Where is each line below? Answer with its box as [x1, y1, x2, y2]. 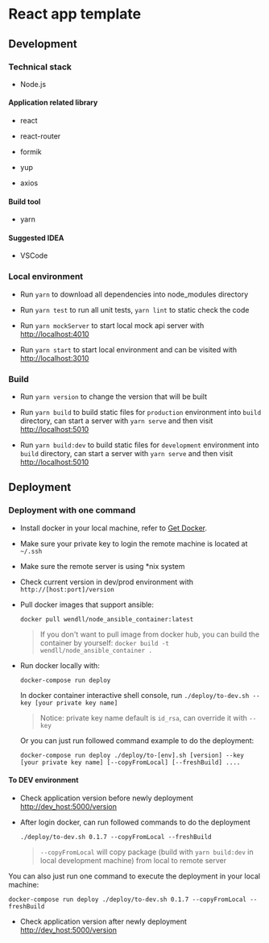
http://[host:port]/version [19, 585, 114, 593]
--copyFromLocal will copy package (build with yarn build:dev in [39, 847, 254, 857]
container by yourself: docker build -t [39, 638, 169, 647]
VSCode [19, 251, 48, 260]
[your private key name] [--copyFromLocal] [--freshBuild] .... [19, 758, 241, 766]
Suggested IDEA [8, 233, 64, 243]
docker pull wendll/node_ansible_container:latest [19, 615, 194, 623]
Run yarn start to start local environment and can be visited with [19, 344, 238, 355]
